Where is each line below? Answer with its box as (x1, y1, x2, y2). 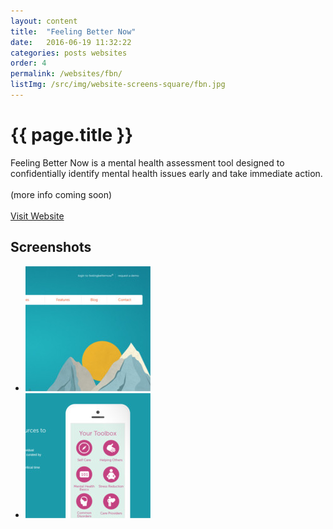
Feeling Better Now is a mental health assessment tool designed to (10, 156, 285, 169)
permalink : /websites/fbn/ (10, 69, 123, 79)
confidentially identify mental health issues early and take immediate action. (10, 167, 323, 179)
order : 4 (10, 58, 47, 69)
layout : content (10, 16, 78, 26)
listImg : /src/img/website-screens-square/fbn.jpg (10, 80, 226, 90)
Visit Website (10, 210, 65, 222)
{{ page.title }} (10, 124, 134, 147)
